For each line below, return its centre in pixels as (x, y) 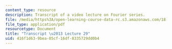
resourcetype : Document (31, 29)
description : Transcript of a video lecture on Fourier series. (75, 15)
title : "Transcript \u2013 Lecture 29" (48, 34)
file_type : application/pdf (35, 24)
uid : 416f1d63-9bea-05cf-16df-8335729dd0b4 (52, 39)
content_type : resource (31, 10)
